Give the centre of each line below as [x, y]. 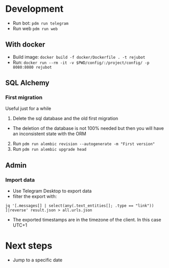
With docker [25, 45]
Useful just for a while [28, 108]
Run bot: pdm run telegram [41, 23]
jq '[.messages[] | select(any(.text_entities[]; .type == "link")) [80, 206]
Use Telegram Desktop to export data [52, 191]
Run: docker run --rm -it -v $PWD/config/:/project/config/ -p [81, 62]
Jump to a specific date [38, 260]
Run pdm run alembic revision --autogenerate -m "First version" [84, 144]
